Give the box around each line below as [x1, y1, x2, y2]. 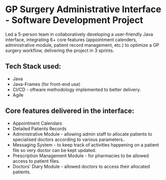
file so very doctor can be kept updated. [12, 147, 97, 153]
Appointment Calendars [12, 120, 62, 126]
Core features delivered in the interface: [5, 107, 135, 115]
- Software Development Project [5, 14, 143, 26]
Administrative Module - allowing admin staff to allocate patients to [12, 131, 153, 137]
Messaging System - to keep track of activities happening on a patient [12, 141, 159, 148]
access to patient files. [12, 158, 60, 164]
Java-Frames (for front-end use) [12, 81, 81, 87]
